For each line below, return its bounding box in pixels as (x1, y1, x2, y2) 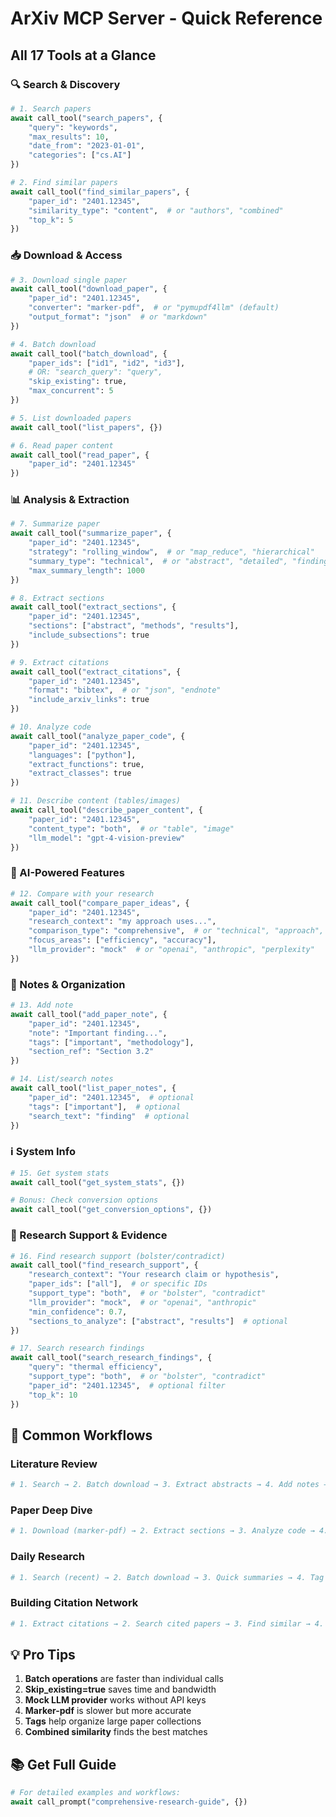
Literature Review (10, 1457, 98, 1471)
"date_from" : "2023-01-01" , (28, 141, 145, 151)
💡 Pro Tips (10, 1647, 76, 1663)
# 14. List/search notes (10, 1074, 114, 1084)
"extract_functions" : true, (28, 759, 145, 769)
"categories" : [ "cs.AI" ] (28, 150, 132, 161)
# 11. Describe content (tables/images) (10, 796, 182, 806)
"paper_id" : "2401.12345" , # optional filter (28, 1380, 226, 1391)
